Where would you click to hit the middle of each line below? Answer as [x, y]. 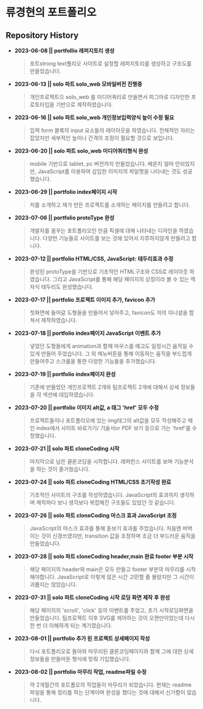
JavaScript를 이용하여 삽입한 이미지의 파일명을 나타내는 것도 [110, 171]
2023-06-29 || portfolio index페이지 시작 [66, 192]
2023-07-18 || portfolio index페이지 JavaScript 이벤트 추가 [88, 333]
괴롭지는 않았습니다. [53, 584]
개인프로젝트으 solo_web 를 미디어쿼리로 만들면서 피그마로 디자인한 [109, 97]
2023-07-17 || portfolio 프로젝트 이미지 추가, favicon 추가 [85, 300]
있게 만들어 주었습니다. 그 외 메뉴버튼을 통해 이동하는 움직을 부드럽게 [111, 354]
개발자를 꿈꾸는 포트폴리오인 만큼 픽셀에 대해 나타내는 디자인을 [103, 231]
